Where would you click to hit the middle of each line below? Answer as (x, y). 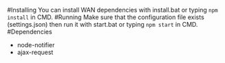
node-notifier (36, 45)
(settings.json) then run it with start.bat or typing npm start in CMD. (103, 24)
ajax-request (35, 52)
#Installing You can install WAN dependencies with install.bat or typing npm (112, 10)
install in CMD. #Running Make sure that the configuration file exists (106, 17)
